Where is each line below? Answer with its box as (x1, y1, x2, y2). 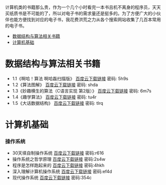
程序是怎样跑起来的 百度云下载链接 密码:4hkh (12, 162, 105, 168)
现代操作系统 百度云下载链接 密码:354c (12, 175, 92, 181)
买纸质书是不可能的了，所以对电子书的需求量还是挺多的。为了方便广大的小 (5, 10, 157, 16)
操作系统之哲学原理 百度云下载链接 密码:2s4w (12, 156, 106, 162)
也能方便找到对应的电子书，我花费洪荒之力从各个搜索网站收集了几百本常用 (9, 17, 161, 22)
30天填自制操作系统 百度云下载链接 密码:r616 (12, 150, 104, 156)
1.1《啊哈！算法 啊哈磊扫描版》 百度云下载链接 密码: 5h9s (12, 75, 128, 81)
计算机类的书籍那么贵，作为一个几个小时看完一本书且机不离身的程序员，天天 (5, 4, 161, 10)
